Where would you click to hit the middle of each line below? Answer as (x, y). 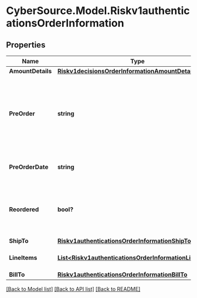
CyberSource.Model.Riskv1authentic (98, 11)
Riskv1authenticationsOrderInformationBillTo (123, 275)
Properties (26, 45)
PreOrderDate (29, 167)
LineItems (23, 258)
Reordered (24, 209)
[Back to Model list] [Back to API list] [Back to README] (73, 289)
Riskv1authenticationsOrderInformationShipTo (125, 241)
